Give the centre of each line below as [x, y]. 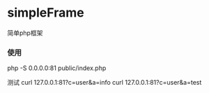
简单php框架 [25, 33]
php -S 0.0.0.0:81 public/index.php [57, 68]
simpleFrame [46, 13]
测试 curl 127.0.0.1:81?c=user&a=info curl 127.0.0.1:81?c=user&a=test [104, 83]
